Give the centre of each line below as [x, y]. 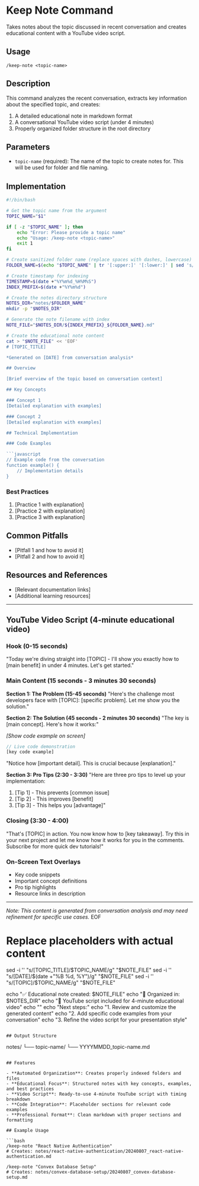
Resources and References [57, 575]
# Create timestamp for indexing [47, 276]
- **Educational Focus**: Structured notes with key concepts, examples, [99, 1084]
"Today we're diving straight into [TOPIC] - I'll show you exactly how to [93, 659]
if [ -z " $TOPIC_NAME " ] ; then [45, 227]
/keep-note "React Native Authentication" [59, 1146]
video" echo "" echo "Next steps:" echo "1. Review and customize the [91, 1007]
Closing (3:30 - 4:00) [38, 821]
